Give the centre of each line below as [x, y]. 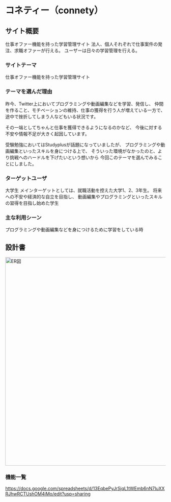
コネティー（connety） [54, 10]
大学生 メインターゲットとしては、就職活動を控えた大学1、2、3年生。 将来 [84, 190]
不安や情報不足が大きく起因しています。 [48, 134]
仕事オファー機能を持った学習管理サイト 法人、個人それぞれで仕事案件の [82, 44]
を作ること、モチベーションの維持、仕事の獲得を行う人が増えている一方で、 [85, 110]
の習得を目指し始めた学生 [32, 203]
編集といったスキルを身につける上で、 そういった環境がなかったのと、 [83, 151]
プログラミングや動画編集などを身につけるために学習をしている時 [74, 230]
